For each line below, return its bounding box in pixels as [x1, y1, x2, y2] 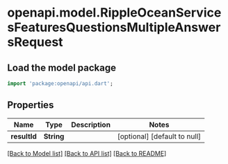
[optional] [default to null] [117, 131, 202, 141]
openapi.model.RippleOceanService [7, 5, 222, 21]
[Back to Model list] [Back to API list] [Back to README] [7, 149, 167, 157]
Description [70, 120, 111, 129]
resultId [10, 131, 37, 141]
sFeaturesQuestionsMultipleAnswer [7, 19, 221, 35]
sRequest [7, 35, 64, 50]
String [43, 131, 65, 141]
